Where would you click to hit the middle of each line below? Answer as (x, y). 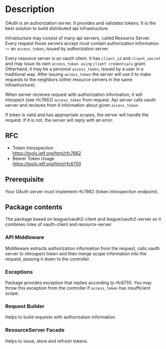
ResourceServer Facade (35, 330)
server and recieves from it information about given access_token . (72, 105)
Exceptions (19, 272)
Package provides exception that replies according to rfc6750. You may (78, 283)
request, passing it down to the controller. (48, 259)
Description (30, 9)
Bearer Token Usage (33, 158)
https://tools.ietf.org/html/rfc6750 (47, 164)
